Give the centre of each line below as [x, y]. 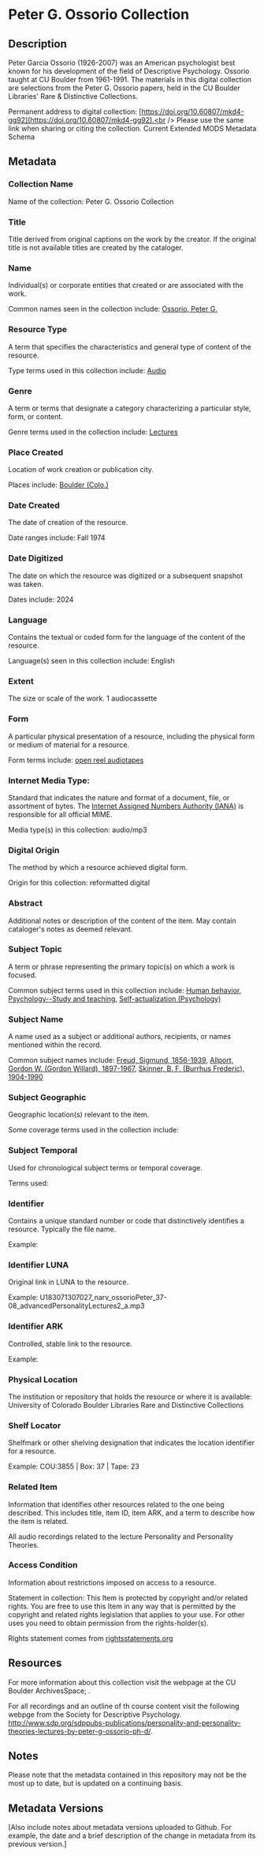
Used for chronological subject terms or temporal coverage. [105, 1167]
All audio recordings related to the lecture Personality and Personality [121, 1537]
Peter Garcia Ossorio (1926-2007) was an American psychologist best [122, 62]
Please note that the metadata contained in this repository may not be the [127, 1775]
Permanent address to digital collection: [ [75, 112]
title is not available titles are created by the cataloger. [96, 248]
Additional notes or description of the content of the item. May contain [122, 920]
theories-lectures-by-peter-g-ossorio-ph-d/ [80, 1731]
